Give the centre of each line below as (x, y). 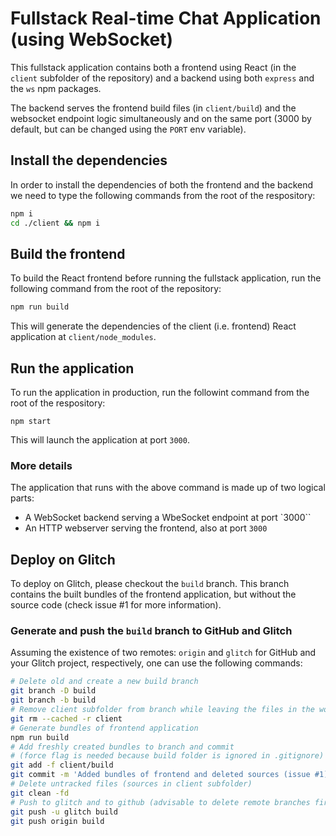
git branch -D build (53, 691)
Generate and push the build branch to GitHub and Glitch (151, 631)
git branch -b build (53, 700)
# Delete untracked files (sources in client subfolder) (131, 784)
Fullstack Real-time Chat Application (166, 18)
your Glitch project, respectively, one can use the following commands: (156, 663)
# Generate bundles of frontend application (104, 728)
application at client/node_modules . (83, 337)
